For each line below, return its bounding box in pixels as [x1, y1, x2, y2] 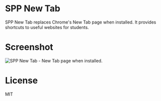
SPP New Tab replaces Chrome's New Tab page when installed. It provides [5, 19, 157, 25]
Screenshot [5, 42, 53, 53]
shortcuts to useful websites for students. [5, 24, 89, 30]
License [5, 75, 38, 86]
